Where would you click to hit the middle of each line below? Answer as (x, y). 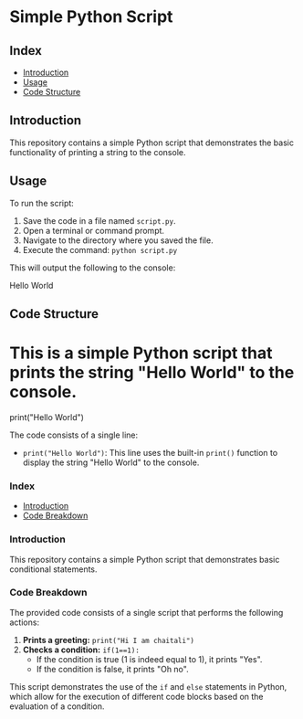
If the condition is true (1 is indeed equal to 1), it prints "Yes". (149, 659)
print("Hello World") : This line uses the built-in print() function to (150, 452)
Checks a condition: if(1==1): (81, 650)
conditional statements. (53, 569)
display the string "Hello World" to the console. (111, 462)
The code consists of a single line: (74, 435)
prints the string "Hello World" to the (152, 373)
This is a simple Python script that (141, 353)
